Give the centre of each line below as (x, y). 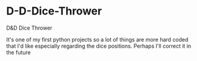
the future (19, 52)
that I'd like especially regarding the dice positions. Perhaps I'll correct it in (99, 46)
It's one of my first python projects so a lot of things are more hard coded (97, 39)
